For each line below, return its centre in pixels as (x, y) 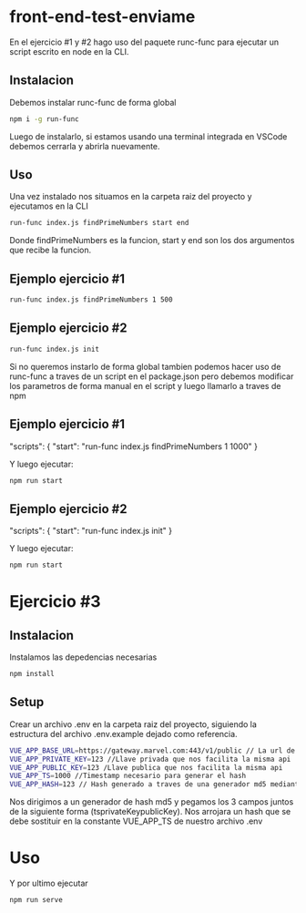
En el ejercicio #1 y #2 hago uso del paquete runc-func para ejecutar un (144, 42)
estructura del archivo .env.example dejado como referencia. (124, 733)
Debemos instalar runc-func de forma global (93, 102)
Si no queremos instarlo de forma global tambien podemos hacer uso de (145, 366)
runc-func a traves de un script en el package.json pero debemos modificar (152, 376)
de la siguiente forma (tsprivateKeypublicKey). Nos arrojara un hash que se (150, 812)
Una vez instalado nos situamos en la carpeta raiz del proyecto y (131, 197)
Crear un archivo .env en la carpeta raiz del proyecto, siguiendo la (133, 724)
